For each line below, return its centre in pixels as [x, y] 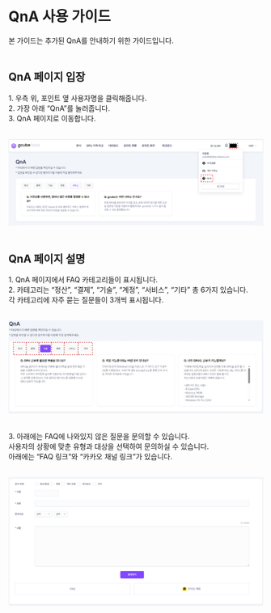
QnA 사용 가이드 [60, 17]
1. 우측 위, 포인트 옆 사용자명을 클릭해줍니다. [78, 98]
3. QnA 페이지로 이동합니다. [52, 118]
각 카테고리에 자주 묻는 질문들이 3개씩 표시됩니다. [86, 300]
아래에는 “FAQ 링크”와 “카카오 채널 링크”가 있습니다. [90, 457]
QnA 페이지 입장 [47, 77]
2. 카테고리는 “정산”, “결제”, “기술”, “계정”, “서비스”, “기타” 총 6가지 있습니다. [128, 290]
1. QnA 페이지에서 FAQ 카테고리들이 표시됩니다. [83, 280]
